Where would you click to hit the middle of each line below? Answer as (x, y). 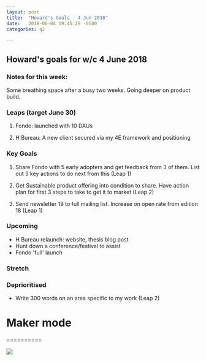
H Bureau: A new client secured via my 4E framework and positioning (103, 138)
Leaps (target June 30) (41, 112)
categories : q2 (26, 29)
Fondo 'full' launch (39, 253)
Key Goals (22, 154)
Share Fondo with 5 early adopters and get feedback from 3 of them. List (107, 167)
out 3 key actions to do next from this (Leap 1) (73, 173)
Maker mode (39, 323)
